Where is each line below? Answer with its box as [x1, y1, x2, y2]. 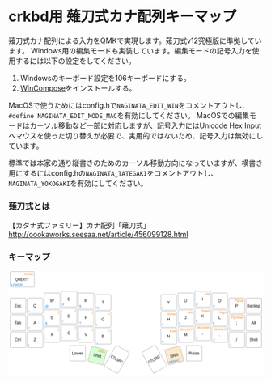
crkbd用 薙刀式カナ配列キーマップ [8, 7, 237, 26]
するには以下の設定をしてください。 [15, 56, 136, 66]
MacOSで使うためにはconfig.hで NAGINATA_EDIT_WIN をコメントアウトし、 [8, 100, 250, 110]
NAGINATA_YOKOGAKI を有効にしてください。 [8, 178, 148, 188]
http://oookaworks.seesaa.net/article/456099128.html [8, 230, 188, 240]
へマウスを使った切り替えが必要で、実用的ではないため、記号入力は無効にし [8, 130, 264, 140]
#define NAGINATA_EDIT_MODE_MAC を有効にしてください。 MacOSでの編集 [8, 110, 250, 120]
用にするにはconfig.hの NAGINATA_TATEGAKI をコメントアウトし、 [8, 168, 218, 178]
